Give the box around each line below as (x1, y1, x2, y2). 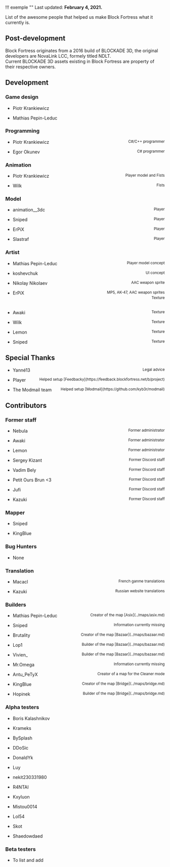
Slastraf (12, 236, 29, 242)
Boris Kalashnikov (12, 715, 50, 721)
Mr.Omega (12, 662, 34, 668)
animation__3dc (12, 207, 46, 213)
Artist (5, 249, 20, 256)
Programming (5, 128, 39, 135)
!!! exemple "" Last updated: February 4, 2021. (5, 5, 103, 10)
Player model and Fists (125, 173, 165, 178)
